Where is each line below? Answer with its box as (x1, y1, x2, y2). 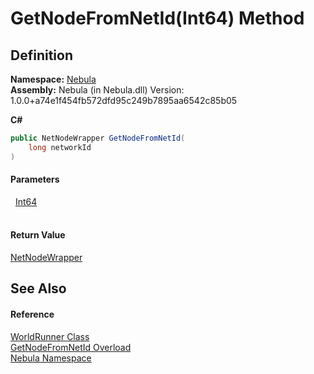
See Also (10, 280, 67, 297)
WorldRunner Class (10, 330, 90, 342)
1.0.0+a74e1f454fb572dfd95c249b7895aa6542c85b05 (10, 95, 238, 106)
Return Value (10, 229, 66, 241)
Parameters (10, 173, 60, 186)
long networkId (28, 142, 92, 152)
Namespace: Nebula (10, 73, 97, 85)
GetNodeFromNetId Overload (10, 341, 132, 353)
